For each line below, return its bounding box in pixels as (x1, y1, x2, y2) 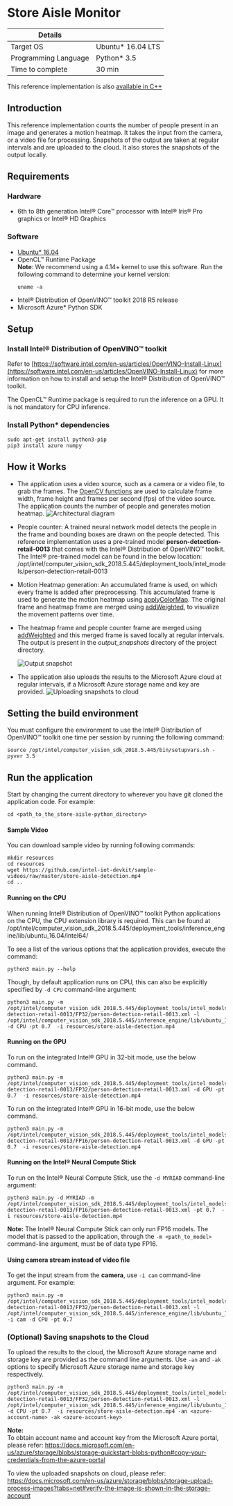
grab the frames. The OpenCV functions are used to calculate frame (17, 487, 213, 495)
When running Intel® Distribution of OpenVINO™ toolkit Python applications (7, 909, 221, 918)
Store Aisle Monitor (7, 5, 121, 21)
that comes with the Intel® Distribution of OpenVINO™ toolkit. (51, 545, 225, 553)
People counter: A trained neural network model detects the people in (17, 522, 217, 531)
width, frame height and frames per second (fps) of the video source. (17, 494, 216, 502)
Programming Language (10, 53, 89, 63)
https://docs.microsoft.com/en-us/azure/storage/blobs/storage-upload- (7, 1477, 214, 1485)
